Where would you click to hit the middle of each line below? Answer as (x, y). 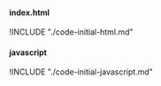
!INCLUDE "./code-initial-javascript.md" (81, 72)
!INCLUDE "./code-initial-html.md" (71, 32)
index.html (30, 12)
